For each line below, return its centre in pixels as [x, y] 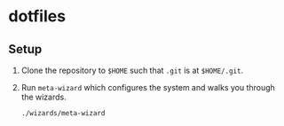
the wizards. [44, 97]
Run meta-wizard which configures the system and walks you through [148, 87]
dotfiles [37, 16]
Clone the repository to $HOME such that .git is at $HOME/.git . [132, 70]
